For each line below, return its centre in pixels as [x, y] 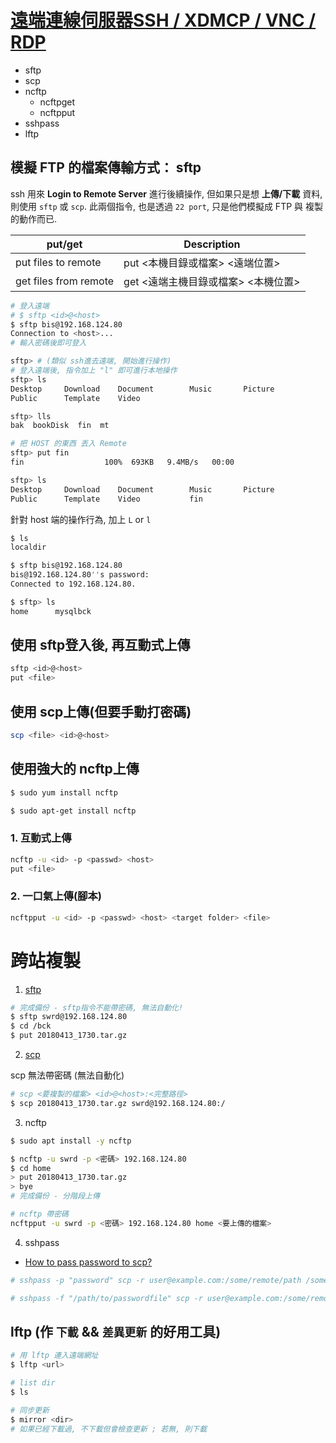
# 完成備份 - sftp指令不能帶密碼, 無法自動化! [97, 1007]
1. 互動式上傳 [41, 838]
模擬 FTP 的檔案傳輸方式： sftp [106, 167]
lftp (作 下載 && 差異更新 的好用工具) [116, 1331]
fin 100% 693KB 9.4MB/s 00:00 [122, 462]
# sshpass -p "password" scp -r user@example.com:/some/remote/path [156, 1280]
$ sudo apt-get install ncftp [73, 811]
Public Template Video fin [106, 499]
